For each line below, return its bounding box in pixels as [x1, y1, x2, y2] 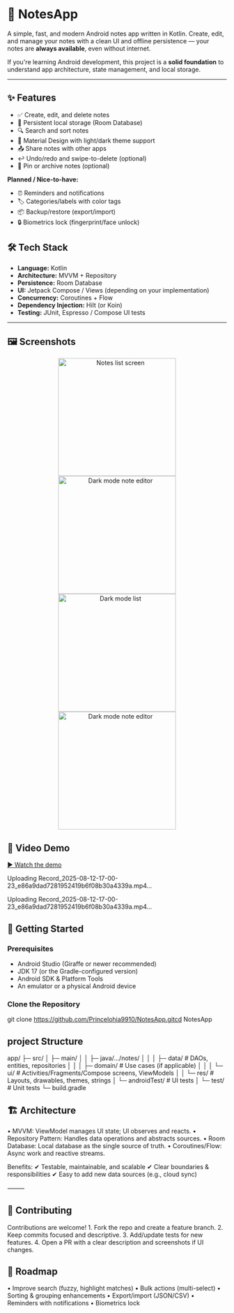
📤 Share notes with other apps [17, 144, 107, 152]
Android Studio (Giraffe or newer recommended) [17, 960, 157, 968]
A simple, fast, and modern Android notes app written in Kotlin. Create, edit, [7, 29, 224, 38]
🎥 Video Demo [7, 842, 70, 854]
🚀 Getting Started [7, 923, 84, 934]
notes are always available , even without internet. [7, 44, 151, 52]
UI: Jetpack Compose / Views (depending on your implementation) [17, 286, 210, 294]
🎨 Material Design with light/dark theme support [17, 136, 155, 145]
